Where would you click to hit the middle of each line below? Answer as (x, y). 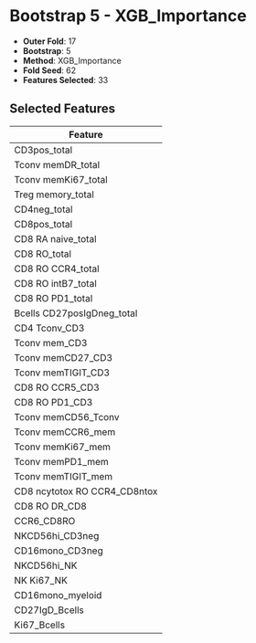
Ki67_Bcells (40, 625)
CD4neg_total (43, 209)
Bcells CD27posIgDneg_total (76, 313)
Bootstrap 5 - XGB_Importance (128, 16)
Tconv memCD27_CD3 (63, 357)
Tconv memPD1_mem (62, 461)
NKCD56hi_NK (46, 565)
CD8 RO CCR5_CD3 (57, 387)
